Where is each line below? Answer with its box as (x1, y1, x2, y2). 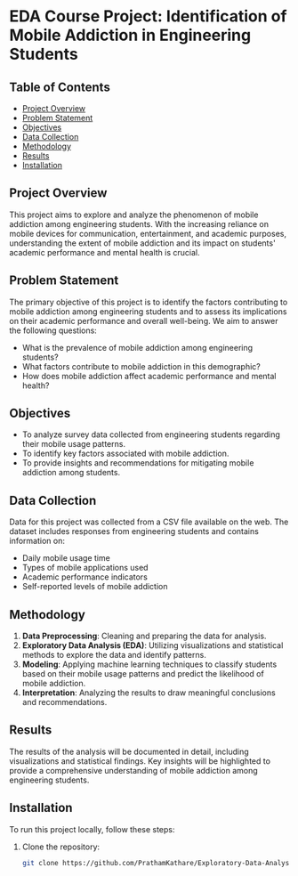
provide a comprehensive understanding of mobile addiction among (9, 765, 258, 775)
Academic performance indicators (21, 572, 149, 582)
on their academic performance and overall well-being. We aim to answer (9, 315, 278, 326)
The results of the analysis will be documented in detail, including (9, 746, 249, 757)
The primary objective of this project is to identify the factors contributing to (9, 296, 288, 307)
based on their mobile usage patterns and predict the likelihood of (21, 669, 264, 679)
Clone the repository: (21, 841, 101, 852)
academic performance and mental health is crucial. (9, 247, 200, 257)
